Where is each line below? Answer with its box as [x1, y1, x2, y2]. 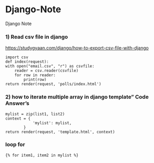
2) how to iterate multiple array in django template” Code [5, 94, 149, 101]
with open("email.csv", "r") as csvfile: [5, 64, 95, 69]
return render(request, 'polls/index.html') [5, 82, 101, 87]
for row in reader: [14, 73, 56, 78]
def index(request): [5, 59, 49, 64]
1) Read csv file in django [5, 33, 68, 40]
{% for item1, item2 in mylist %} [5, 152, 79, 158]
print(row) [23, 77, 47, 82]
